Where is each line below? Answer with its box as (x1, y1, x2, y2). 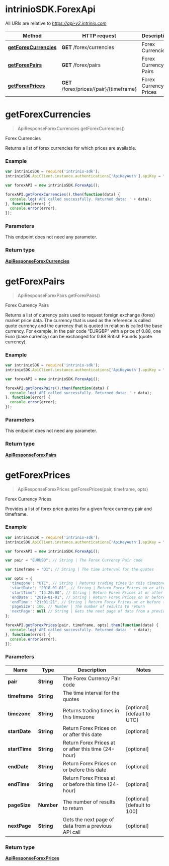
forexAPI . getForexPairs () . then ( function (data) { (5, 386, 109, 391)
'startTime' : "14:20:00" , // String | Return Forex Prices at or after (10, 590, 163, 595)
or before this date (62, 766, 107, 773)
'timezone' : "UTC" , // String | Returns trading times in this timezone (10, 581, 165, 586)
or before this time (62, 780, 107, 787)
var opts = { (5, 576, 33, 581)
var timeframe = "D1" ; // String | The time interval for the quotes (5, 567, 154, 572)
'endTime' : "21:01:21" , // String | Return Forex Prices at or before (10, 599, 161, 604)
